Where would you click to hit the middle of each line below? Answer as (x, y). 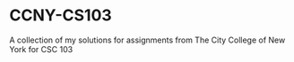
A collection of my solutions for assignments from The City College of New (147, 40)
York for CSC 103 (41, 49)
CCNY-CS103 (61, 15)
